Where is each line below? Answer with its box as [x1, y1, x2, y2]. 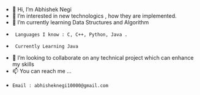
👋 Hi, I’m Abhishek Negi [12, 6, 72, 13]
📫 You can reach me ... [12, 68, 72, 74]
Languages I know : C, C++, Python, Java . [15, 32, 128, 38]
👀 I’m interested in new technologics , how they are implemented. [12, 12, 177, 19]
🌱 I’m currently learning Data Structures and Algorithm [12, 19, 149, 26]
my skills [12, 61, 35, 68]
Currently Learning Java [15, 43, 78, 49]
